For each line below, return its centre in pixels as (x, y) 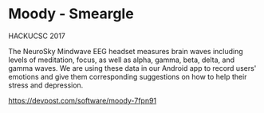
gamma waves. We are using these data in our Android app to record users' (132, 68)
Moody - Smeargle (71, 14)
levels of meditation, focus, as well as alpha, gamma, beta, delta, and (122, 60)
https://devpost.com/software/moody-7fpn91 (83, 100)
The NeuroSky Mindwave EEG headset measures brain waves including (126, 51)
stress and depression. (46, 85)
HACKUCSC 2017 (37, 36)
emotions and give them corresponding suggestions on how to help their (128, 76)
